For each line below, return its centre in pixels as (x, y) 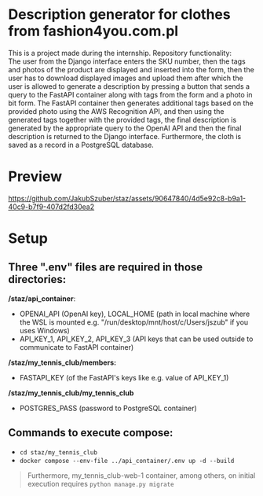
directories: (37, 279)
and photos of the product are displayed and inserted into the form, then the (131, 69)
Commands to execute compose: (91, 433)
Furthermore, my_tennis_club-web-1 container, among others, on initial (141, 475)
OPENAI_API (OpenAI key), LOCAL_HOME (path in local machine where (135, 314)
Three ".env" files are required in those (106, 268)
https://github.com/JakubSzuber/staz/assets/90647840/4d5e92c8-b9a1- (127, 198)
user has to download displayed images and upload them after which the (126, 78)
